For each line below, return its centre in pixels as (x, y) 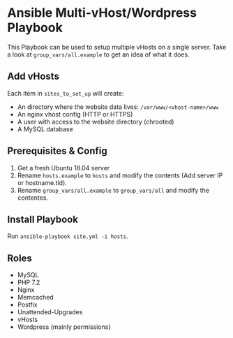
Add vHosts (33, 76)
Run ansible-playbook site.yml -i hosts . (68, 236)
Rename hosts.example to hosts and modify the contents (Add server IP (120, 175)
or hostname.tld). (42, 182)
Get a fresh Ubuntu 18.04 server (63, 168)
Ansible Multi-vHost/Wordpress (102, 13)
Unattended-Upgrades (50, 312)
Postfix (27, 304)
